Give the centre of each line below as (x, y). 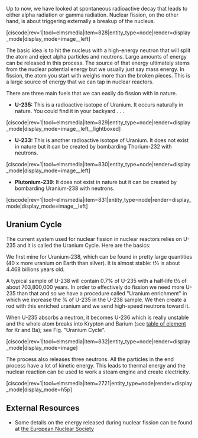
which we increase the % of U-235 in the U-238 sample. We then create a (96, 299)
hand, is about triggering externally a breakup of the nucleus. (81, 21)
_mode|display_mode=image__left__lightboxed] (64, 129)
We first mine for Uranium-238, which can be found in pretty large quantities (99, 256)
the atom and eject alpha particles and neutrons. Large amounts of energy (97, 57)
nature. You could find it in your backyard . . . (69, 111)
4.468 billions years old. (35, 269)
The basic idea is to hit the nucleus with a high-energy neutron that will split (98, 50)
